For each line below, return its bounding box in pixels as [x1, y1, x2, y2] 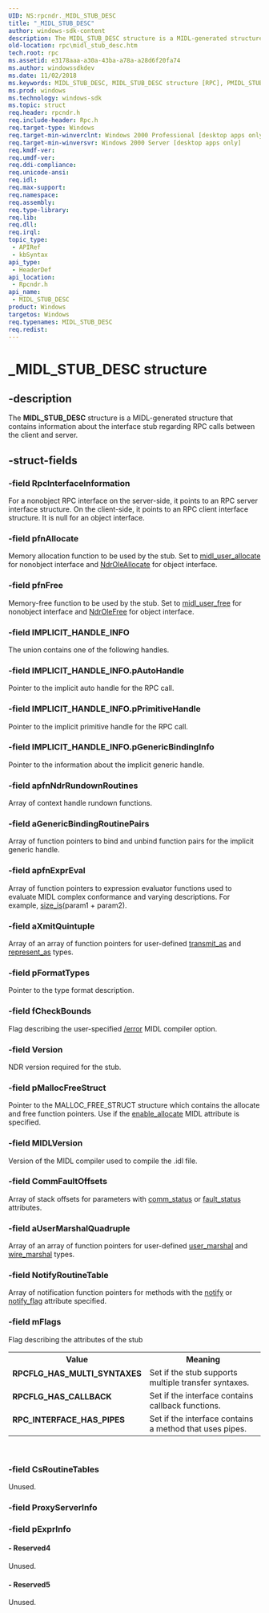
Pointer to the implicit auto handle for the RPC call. [8, 684, 175, 693]
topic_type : [8, 236, 48, 244]
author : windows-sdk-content [8, 27, 106, 35]
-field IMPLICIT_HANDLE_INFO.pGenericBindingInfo [8, 741, 215, 753]
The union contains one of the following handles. [8, 644, 170, 655]
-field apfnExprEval [8, 865, 86, 876]
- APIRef [11, 243, 42, 251]
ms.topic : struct [8, 101, 66, 109]
